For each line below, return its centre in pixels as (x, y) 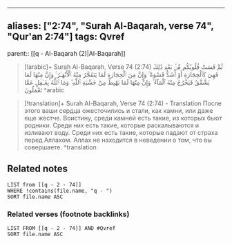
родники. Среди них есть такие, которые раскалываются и (112, 125)
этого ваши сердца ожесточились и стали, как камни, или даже (118, 110)
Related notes (37, 169)
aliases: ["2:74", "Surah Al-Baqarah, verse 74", (110, 26)
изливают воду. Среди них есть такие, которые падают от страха (121, 132)
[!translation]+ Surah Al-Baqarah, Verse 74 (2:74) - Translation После (123, 103)
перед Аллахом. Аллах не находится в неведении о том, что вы (118, 140)
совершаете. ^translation (60, 147)
